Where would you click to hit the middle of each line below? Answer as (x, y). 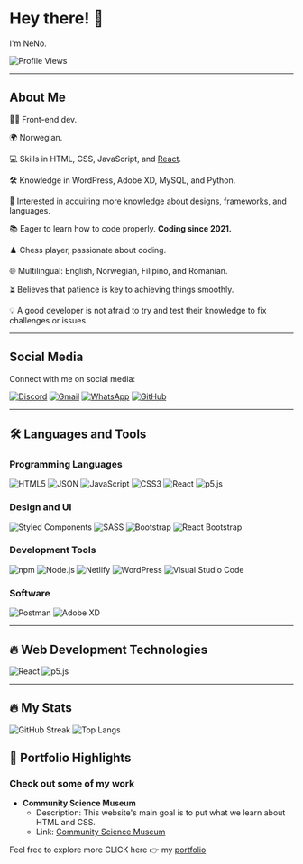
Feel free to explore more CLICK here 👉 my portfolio (108, 850)
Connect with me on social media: (73, 378)
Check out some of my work (72, 784)
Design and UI (41, 507)
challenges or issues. (49, 320)
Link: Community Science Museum (101, 832)
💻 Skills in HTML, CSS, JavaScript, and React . (96, 159)
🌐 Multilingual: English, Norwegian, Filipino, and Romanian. (119, 270)
